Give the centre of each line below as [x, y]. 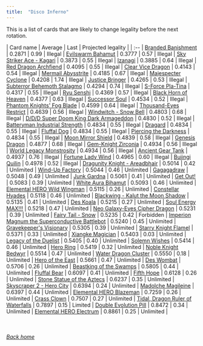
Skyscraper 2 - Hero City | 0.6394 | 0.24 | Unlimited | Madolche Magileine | [100, 285]
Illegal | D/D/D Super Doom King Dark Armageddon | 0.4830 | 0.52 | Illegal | [101, 118]
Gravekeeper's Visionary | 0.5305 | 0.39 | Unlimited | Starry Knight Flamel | [100, 227]
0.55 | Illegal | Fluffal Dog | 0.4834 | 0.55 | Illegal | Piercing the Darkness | [98, 131]
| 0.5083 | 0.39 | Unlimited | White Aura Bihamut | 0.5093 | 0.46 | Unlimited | [101, 182]
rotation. [17, 35]
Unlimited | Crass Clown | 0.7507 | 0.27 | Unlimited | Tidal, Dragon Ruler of [99, 298]
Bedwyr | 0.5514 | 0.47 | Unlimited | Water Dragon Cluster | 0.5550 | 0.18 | [98, 253]
